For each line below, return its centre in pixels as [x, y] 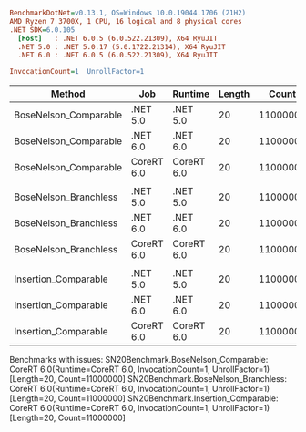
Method [68, 94]
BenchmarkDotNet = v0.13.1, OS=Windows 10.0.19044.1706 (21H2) [128, 13]
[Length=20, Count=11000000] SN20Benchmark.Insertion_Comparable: [144, 398]
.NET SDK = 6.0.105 [42, 30]
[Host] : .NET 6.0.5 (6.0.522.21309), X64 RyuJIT [118, 38]
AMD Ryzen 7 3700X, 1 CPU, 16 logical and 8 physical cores [126, 21]
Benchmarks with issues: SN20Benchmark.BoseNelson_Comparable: [139, 360]
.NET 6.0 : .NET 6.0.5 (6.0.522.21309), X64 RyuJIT [118, 56]
